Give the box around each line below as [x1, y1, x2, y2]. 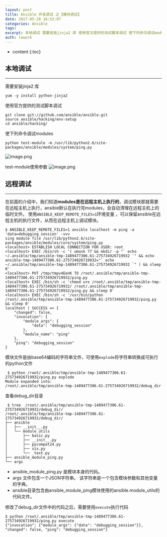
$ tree [7, 403, 21, 408]
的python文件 [5, 360, 33, 366]
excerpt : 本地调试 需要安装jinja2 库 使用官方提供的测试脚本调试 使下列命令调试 [5, 30, 155, 35]
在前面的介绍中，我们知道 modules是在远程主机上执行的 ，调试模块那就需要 [5, 199, 159, 205]
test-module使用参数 [5, 164, 48, 170]
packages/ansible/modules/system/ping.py [5, 145, 92, 150]
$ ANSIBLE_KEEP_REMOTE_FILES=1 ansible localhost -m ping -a [5, 227, 135, 232]
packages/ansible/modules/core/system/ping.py [5, 240, 103, 245]
